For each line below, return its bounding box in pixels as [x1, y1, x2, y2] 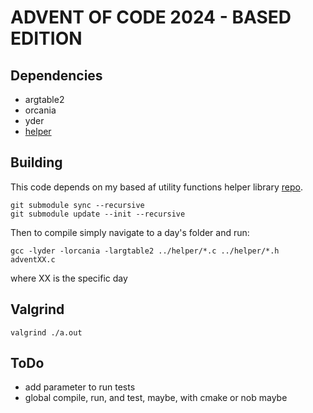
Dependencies [10, 67, 103, 84]
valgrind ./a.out [10, 327, 83, 338]
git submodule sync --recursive [10, 200, 145, 210]
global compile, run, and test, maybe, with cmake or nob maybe [24, 392, 288, 404]
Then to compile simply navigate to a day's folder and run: [10, 226, 250, 238]
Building [10, 154, 63, 171]
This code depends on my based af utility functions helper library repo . [10, 181, 303, 193]
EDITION [10, 27, 83, 50]
